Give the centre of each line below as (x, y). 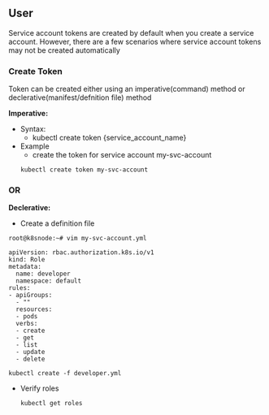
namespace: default (49, 281)
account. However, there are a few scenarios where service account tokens (135, 41)
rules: (20, 288)
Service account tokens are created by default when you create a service (131, 32)
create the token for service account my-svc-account (122, 155)
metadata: (25, 267)
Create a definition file (57, 223)
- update (30, 352)
